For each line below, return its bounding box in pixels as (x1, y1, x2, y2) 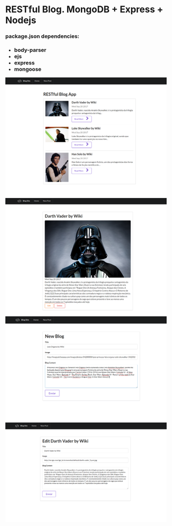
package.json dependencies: (5, 33, 79, 40)
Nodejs (5, 14, 37, 26)
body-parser (14, 47, 47, 54)
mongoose (14, 65, 42, 73)
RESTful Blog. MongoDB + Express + (5, 4, 163, 15)
